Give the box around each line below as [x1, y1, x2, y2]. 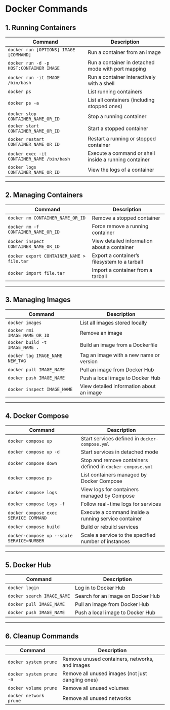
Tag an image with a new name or [80, 351, 160, 359]
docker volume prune [8, 685, 57, 691]
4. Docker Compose [5, 412, 69, 421]
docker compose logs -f [8, 501, 65, 507]
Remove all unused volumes [62, 685, 129, 692]
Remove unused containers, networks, [62, 656, 154, 663]
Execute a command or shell [88, 150, 155, 156]
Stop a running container [88, 113, 147, 120]
